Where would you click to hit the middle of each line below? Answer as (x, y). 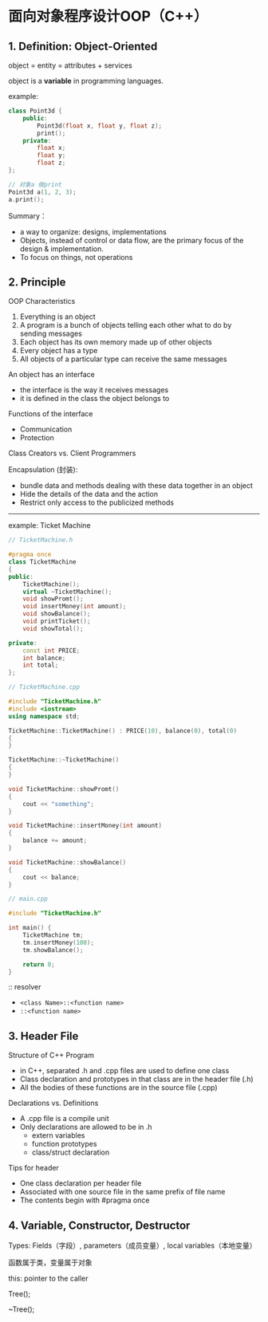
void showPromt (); (53, 599)
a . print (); (26, 199)
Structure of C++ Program (51, 1055)
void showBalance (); (57, 614)
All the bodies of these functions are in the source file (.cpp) (118, 1088)
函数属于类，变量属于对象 (50, 1263)
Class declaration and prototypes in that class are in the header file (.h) (136, 1079)
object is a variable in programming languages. (86, 81)
